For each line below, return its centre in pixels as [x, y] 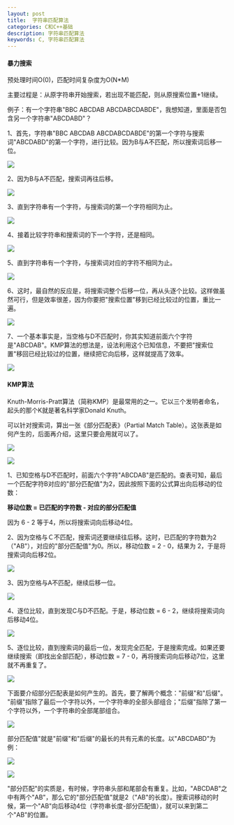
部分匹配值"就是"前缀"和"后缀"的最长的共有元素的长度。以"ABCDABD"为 [112, 738]
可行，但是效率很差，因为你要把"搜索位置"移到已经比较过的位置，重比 [114, 300]
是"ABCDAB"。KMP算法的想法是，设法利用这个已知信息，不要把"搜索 [108, 345]
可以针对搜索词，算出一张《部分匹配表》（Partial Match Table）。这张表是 [111, 425]
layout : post [26, 14]
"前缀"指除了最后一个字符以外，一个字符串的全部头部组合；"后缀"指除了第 [114, 702]
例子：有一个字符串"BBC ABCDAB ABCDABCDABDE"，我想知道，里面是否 [114, 110]
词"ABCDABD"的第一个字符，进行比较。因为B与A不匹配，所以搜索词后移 [112, 142]
